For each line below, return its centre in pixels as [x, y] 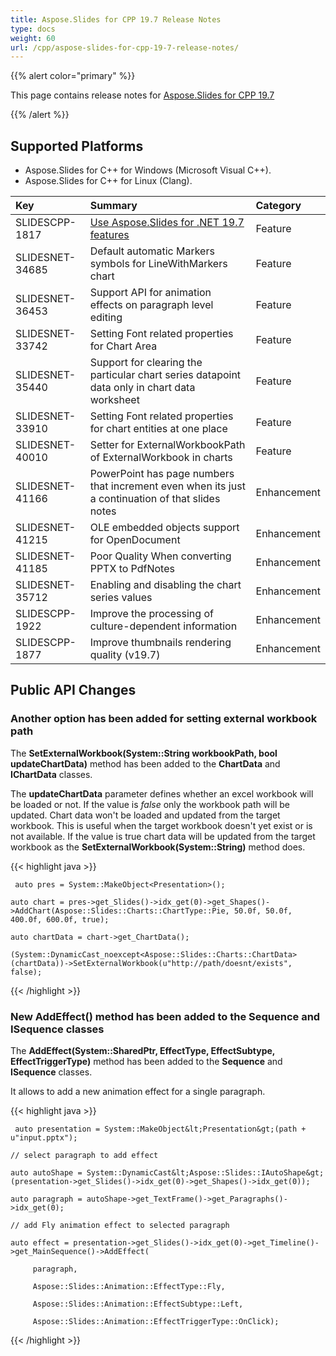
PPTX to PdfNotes [132, 569]
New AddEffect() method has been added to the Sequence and [165, 1016]
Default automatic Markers [152, 251]
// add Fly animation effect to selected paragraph [120, 1226]
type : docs [33, 29]
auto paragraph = [46, 1199]
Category [278, 206]
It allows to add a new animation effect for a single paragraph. [138, 1092]
